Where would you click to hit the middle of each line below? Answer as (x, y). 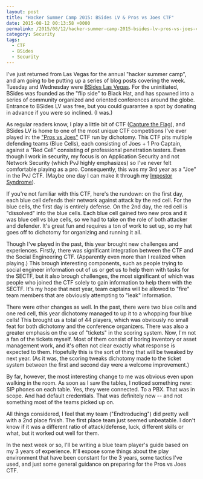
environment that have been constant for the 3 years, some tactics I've (94, 457)
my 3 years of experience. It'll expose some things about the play (88, 451)
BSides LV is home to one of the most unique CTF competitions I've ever (96, 130)
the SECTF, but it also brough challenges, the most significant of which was (100, 276)
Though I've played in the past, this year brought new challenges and (92, 244)
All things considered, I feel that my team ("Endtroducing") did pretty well (98, 414)
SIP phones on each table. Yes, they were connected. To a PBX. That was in (101, 389)
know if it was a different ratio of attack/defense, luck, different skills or (95, 426)
